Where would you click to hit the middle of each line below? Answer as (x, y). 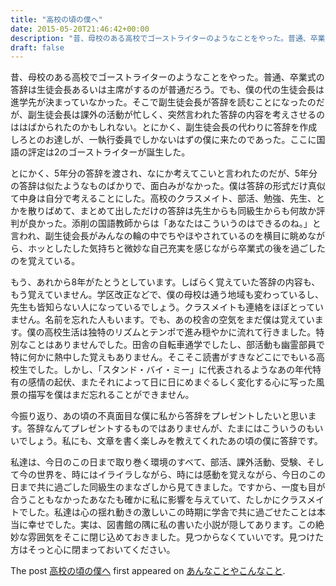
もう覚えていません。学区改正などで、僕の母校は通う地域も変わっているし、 (167, 295)
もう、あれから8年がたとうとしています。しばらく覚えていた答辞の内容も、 (165, 282)
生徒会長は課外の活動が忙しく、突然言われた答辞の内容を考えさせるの (181, 115)
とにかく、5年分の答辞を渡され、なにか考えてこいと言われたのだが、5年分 (164, 173)
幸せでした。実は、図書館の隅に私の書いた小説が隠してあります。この (171, 525)
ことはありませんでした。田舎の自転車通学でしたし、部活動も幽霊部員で (176, 345)
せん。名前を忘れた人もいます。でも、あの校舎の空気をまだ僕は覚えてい (166, 320)
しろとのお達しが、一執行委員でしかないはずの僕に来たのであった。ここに (163, 140)
